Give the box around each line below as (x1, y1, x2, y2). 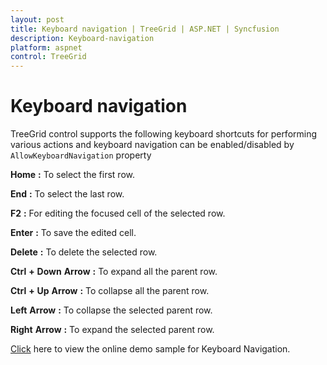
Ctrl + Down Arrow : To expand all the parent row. (10, 266, 218, 278)
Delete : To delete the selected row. (10, 246, 158, 258)
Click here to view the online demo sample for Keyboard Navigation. (10, 343, 291, 355)
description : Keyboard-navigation (10, 33, 155, 43)
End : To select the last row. (10, 188, 125, 200)
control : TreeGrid (10, 52, 87, 62)
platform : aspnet (10, 42, 83, 53)
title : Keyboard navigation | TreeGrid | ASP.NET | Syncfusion (10, 24, 280, 34)
